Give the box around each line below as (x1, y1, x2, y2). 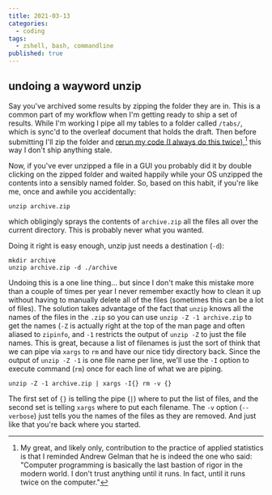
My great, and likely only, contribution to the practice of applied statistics (19, 443, 264, 453)
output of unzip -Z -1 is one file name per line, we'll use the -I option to (8, 356, 249, 365)
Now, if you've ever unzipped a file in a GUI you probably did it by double (8, 161, 253, 171)
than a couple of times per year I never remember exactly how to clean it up (8, 287, 261, 297)
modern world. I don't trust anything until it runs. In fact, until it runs (19, 469, 245, 479)
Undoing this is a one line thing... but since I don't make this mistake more (8, 278, 255, 288)
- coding (15, 27, 45, 35)
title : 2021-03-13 (8, 11, 70, 20)
